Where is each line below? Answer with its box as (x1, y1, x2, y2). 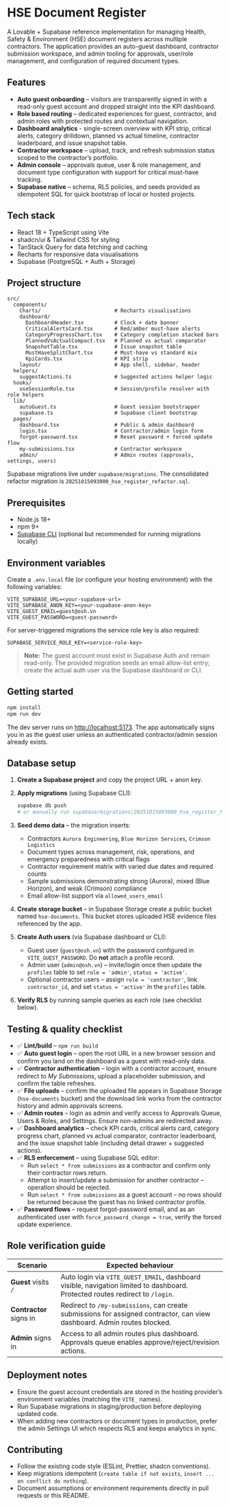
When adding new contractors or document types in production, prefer (16, 1417, 218, 1425)
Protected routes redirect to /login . (60, 1289, 175, 1298)
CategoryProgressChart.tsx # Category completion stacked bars (25, 331, 219, 338)
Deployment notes (7, 1369, 88, 1381)
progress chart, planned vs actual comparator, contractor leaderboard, (16, 1131, 217, 1140)
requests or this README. (16, 1492, 90, 1500)
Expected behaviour (106, 1260, 174, 1270)
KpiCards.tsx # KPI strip (25, 355, 149, 362)
